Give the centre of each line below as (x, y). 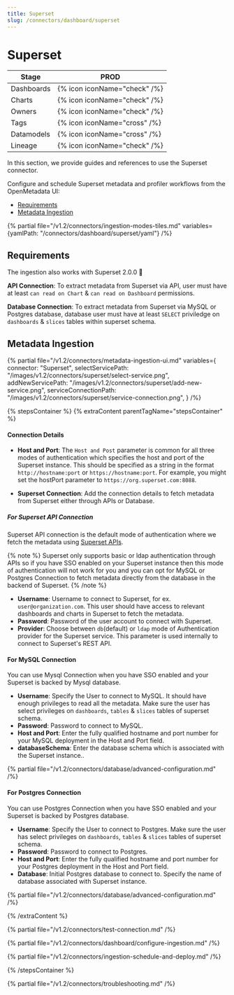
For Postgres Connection (44, 793)
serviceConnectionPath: (82, 390)
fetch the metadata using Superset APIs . (65, 542)
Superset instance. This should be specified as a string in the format (116, 465)
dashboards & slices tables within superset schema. (82, 322)
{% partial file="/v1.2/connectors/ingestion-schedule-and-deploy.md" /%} (114, 957)
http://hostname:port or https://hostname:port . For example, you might (122, 472)
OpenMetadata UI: (34, 191)
